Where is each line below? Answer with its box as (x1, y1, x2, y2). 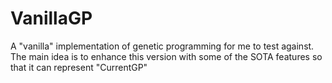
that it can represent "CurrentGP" (10, 61, 148, 73)
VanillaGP (10, 7, 93, 30)
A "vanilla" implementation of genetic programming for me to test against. (10, 40, 315, 52)
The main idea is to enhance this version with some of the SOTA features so (10, 50, 323, 62)
